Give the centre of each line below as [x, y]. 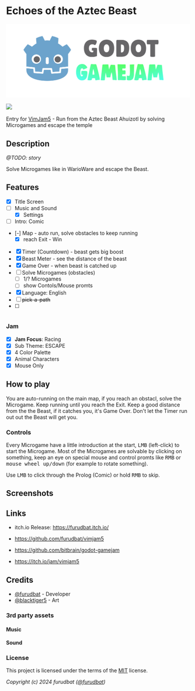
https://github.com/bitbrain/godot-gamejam [67, 550]
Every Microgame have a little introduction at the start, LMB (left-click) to [93, 445]
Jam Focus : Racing [38, 339]
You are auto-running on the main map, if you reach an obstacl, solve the [94, 398]
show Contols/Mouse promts [58, 286]
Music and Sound [36, 208]
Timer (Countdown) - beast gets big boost [73, 252]
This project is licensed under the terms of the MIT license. [77, 671]
